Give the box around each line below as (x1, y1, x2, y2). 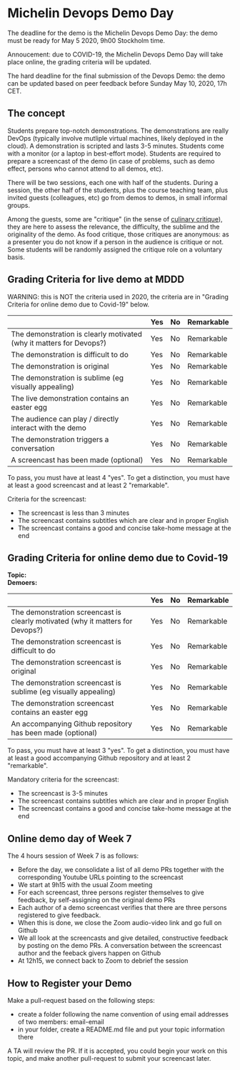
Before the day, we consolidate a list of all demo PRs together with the (17, 866, 225, 874)
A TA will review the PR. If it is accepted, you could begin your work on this (7, 1046, 228, 1055)
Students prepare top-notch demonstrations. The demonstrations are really (7, 126, 229, 135)
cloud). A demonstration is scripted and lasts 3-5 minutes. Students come (7, 141, 225, 150)
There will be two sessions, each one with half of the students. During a (7, 178, 219, 186)
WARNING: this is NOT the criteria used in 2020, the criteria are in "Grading (7, 292, 229, 301)
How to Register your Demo (7, 977, 132, 989)
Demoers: (7, 579, 38, 587)
